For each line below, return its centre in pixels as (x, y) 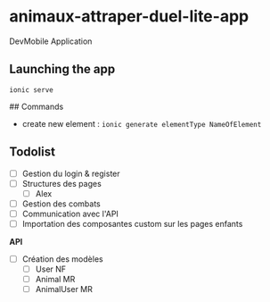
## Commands (37, 106)
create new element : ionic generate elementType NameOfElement (142, 123)
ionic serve (31, 90)
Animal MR (55, 280)
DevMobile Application (51, 41)
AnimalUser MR (64, 289)
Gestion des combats (61, 204)
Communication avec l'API (70, 214)
